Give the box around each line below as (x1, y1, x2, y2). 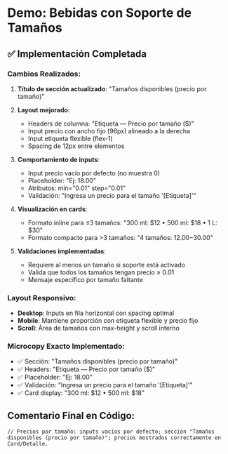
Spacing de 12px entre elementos (27, 142, 125, 150)
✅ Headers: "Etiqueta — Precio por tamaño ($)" (17, 365, 156, 373)
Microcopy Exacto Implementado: (7, 342, 125, 352)
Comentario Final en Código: (7, 409, 135, 422)
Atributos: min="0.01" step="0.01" (27, 184, 126, 192)
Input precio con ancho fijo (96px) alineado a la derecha (27, 126, 191, 135)
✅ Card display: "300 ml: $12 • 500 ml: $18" (17, 389, 145, 397)
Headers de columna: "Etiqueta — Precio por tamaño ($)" (27, 119, 194, 128)
